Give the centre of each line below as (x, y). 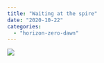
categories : (24, 26)
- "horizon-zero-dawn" (46, 33)
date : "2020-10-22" (35, 20)
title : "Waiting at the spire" (52, 13)
